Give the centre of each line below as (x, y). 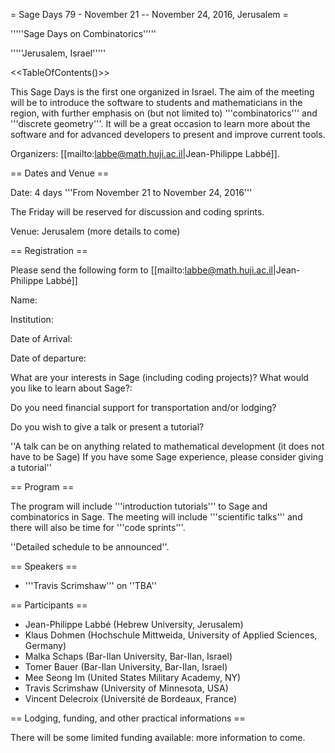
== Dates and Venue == (60, 173)
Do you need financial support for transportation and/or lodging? (143, 407)
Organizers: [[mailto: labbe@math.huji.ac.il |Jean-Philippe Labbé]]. (145, 153)
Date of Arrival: (41, 338)
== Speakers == (44, 566)
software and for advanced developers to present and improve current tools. (168, 134)
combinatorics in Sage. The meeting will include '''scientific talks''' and (156, 517)
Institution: (32, 319)
